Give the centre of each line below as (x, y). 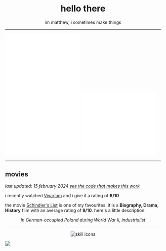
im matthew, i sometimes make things (83, 22)
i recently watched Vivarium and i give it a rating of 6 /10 (62, 196)
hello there (83, 9)
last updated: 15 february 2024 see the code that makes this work (72, 186)
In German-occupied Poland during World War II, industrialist (83, 220)
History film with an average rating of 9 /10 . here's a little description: (75, 210)
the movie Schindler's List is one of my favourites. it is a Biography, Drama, (82, 205)
